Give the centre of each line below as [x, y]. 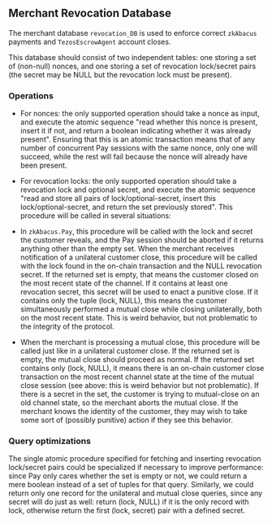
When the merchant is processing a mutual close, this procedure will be [140, 342]
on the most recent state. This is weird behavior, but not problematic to [138, 318]
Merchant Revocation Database [90, 13]
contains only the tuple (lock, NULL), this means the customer [123, 301]
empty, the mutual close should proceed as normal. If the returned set [137, 360]
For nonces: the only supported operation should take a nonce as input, [140, 114]
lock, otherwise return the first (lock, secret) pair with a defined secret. [127, 511]
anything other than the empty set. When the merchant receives [127, 249]
